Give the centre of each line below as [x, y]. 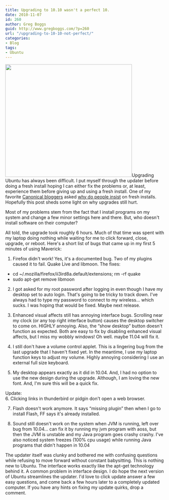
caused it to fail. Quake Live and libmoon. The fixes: [66, 264]
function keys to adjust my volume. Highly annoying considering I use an [88, 357]
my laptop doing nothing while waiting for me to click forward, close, [77, 238]
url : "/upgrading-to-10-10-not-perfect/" [50, 34]
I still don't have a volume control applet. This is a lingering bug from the [88, 346]
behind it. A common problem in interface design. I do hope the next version [85, 471]
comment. [16, 492]
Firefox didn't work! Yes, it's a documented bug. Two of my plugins [82, 258]
